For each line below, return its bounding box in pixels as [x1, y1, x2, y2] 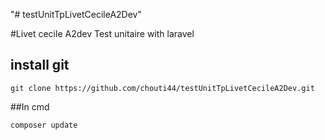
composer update [10, 120, 78, 130]
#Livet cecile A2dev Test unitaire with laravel [10, 28, 195, 39]
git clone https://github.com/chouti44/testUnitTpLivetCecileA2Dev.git [10, 83, 315, 93]
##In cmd [10, 100, 50, 113]
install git [10, 57, 70, 74]
